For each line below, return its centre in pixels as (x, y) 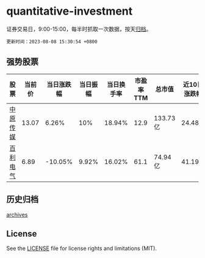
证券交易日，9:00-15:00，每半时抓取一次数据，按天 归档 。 (79, 29)
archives (17, 215)
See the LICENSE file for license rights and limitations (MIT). (82, 248)
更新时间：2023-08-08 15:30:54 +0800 (52, 42)
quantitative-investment (70, 11)
